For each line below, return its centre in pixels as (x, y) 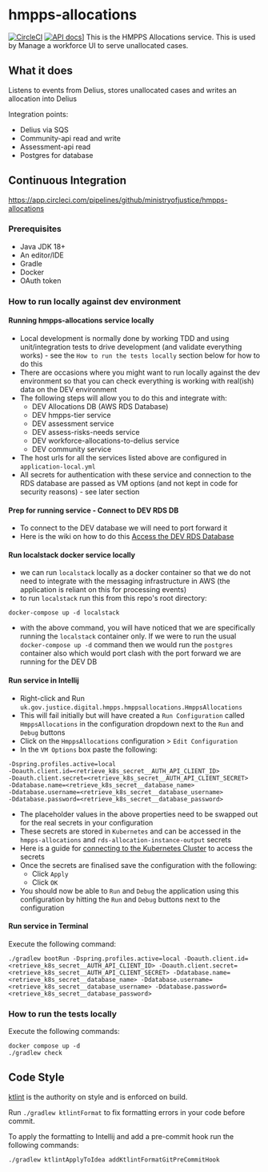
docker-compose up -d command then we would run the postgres (126, 645)
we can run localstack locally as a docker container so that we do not (135, 573)
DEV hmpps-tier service (72, 415)
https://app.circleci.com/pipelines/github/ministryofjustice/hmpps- (118, 200)
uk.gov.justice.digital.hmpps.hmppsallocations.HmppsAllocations (131, 708)
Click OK (45, 882)
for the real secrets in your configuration (86, 822)
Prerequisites (35, 229)
